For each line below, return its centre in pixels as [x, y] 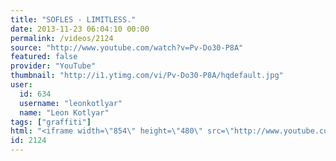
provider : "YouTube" [53, 66]
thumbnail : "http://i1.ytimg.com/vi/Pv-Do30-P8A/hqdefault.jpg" [147, 76]
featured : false [44, 57]
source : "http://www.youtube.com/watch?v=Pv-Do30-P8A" [127, 47]
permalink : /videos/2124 [62, 38]
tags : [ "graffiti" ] [51, 122]
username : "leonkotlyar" [71, 103]
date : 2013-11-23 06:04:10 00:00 [80, 29]
